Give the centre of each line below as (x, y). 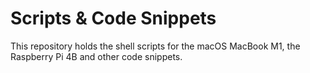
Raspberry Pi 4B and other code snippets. (96, 56)
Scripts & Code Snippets (113, 18)
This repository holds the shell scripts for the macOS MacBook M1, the (155, 46)
